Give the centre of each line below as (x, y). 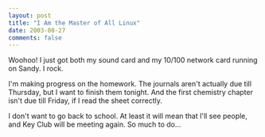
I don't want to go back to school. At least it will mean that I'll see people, (128, 116)
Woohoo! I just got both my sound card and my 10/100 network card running (133, 60)
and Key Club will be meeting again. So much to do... (95, 124)
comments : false (35, 38)
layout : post (30, 15)
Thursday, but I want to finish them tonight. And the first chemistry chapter (131, 93)
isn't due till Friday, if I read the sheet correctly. (86, 101)
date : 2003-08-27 (37, 30)
